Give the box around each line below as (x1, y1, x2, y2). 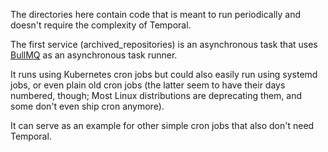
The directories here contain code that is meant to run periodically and (10, 9, 302, 20)
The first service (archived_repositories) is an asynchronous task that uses (10, 39, 318, 50)
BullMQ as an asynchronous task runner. (10, 49, 178, 61)
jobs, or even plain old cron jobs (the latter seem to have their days (10, 79, 286, 91)
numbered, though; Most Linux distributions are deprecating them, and (10, 90, 303, 101)
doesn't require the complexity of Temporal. (10, 19, 192, 31)
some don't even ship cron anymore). (10, 100, 165, 112)
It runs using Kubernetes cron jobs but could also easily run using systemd (10, 69, 318, 80)
